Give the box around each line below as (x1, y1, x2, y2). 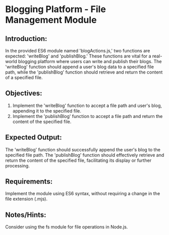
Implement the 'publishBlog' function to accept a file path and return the (12, 113, 163, 119)
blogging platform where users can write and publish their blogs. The (18, 58, 162, 64)
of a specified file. (5, 75, 43, 80)
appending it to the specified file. (12, 107, 82, 114)
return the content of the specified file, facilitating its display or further (5, 157, 152, 163)
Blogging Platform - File (5, 4, 106, 15)
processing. (5, 162, 30, 168)
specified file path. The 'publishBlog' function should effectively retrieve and (5, 152, 164, 158)
